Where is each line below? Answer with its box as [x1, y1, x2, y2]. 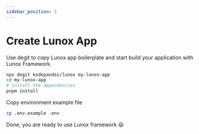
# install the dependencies [6, 82, 76, 89]
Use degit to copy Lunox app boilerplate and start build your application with [6, 54, 194, 61]
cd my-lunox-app [6, 77, 46, 83]
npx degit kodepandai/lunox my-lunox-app [6, 72, 110, 78]
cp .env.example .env [6, 110, 60, 116]
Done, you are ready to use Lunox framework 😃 [6, 121, 124, 128]
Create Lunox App [6, 34, 97, 47]
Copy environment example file [6, 99, 83, 106]
